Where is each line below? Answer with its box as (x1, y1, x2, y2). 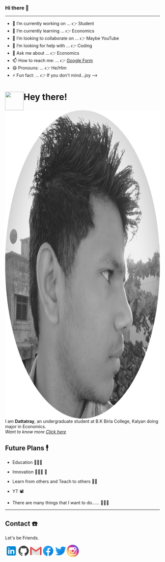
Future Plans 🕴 (5, 444, 49, 452)
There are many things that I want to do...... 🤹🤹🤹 (12, 500, 110, 506)
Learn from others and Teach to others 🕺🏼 (12, 479, 98, 485)
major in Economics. (5, 424, 47, 430)
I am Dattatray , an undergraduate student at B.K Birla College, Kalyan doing (5, 418, 159, 424)
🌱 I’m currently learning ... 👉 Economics (12, 28, 95, 34)
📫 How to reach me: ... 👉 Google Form (12, 58, 93, 64)
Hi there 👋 (5, 4, 29, 11)
